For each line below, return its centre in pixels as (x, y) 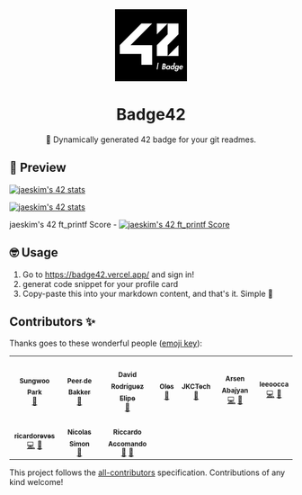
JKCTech (196, 386)
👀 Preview (38, 168)
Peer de (80, 381)
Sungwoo (35, 381)
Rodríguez (127, 386)
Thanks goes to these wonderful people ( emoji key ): (106, 343)
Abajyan (235, 391)
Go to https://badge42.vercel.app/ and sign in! (108, 274)
